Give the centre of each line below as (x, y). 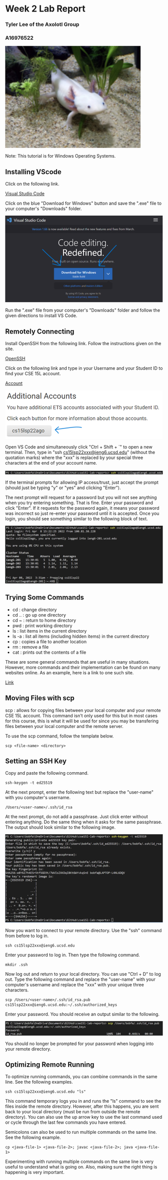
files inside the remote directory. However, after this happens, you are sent (82, 1106)
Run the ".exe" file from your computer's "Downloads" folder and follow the (83, 310)
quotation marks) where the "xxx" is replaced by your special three (74, 458)
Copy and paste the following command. (47, 773)
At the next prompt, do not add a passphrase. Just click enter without (77, 817)
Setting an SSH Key (36, 761)
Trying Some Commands (44, 598)
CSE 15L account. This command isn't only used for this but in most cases (81, 715)
